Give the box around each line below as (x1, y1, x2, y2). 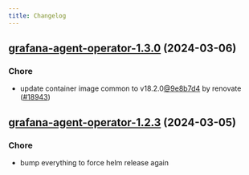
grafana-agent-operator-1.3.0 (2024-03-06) (8, 42, 237, 55)
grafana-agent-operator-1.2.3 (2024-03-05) (8, 116, 237, 129)
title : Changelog (8, 11, 67, 20)
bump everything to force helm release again (19, 158, 169, 167)
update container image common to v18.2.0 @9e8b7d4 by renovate (19, 83, 242, 93)
